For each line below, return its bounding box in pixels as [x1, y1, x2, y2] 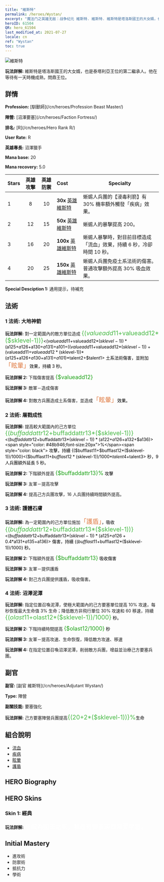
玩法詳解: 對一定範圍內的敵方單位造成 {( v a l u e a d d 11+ [5, 329, 123, 337]
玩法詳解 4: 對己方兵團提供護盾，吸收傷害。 [5, 576, 93, 582]
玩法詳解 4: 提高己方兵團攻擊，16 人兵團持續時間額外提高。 [5, 492, 124, 497]
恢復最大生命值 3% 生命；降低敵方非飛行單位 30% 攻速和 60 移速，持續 [9, 608, 154, 614]
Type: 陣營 [5, 693, 27, 699]
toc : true [5, 44, 25, 49]
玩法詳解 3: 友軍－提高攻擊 [5, 481, 59, 487]
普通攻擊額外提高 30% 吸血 [82, 265, 146, 272]
